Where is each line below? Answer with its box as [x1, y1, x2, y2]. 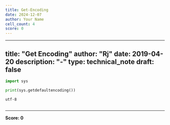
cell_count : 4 [5, 21, 35, 27]
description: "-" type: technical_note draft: [15, 57, 154, 66]
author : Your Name [5, 17, 44, 22]
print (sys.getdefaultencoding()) [5, 88, 76, 93]
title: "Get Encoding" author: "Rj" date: [5, 49, 131, 58]
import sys [5, 79, 28, 84]
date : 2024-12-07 [5, 12, 42, 17]
